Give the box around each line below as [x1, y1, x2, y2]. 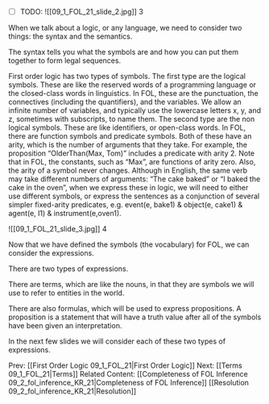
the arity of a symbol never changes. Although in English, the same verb [8, 165, 248, 176]
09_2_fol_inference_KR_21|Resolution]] [8, 386, 137, 396]
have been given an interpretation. [8, 321, 122, 331]
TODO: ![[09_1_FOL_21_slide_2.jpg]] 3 [19, 7, 143, 16]
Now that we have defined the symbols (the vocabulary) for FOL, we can [8, 239, 250, 249]
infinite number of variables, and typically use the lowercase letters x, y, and [8, 106, 262, 115]
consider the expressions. [8, 248, 94, 258]
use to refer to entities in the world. [8, 288, 125, 298]
